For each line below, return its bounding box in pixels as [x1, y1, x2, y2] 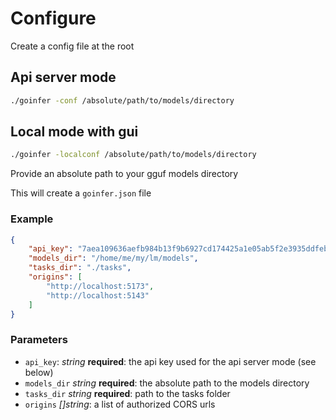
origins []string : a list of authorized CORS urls [24, 398, 216, 410]
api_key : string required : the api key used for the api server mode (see [24, 355, 317, 367]
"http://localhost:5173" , [46, 281, 155, 291]
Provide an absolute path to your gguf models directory [10, 168, 239, 180]
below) [24, 366, 54, 378]
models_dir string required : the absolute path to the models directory [24, 377, 310, 389]
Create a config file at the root [10, 40, 135, 52]
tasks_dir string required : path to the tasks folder [24, 387, 231, 399]
